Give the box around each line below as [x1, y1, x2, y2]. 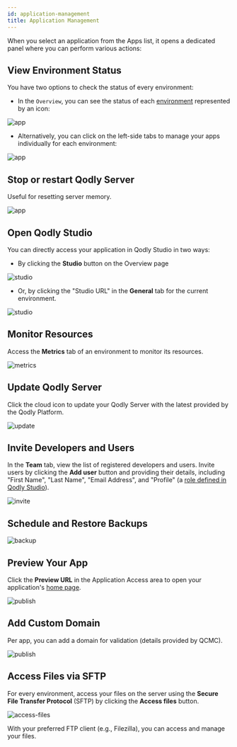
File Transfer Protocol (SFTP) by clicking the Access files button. [7, 697, 200, 705]
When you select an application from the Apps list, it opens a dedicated [7, 36, 216, 45]
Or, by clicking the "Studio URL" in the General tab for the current [17, 286, 209, 295]
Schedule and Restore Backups [7, 518, 149, 530]
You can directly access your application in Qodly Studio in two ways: [7, 245, 210, 253]
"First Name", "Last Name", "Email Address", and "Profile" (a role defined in [7, 476, 227, 484]
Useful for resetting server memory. [7, 193, 112, 201]
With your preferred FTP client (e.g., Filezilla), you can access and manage [7, 724, 225, 733]
